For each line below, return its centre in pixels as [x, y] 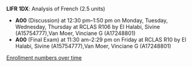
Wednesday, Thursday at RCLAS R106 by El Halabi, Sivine [87, 27]
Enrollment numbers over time [44, 58]
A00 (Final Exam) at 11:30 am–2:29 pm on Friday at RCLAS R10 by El [101, 40]
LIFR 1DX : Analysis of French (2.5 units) [56, 9]
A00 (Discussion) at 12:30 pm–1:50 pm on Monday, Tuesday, [91, 20]
